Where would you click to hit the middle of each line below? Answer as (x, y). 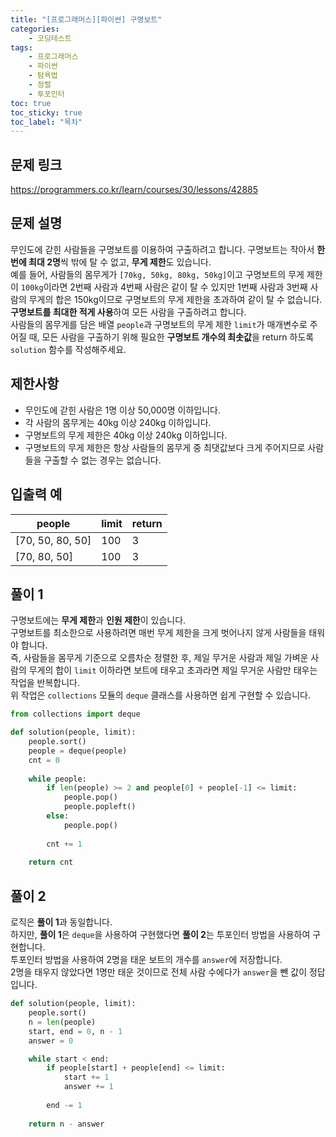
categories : (35, 29)
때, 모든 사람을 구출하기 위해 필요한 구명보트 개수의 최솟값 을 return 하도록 (171, 337)
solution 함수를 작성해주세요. (68, 349)
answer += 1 (88, 1087)
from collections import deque (75, 714)
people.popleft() (100, 807)
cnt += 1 (64, 844)
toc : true (31, 103)
